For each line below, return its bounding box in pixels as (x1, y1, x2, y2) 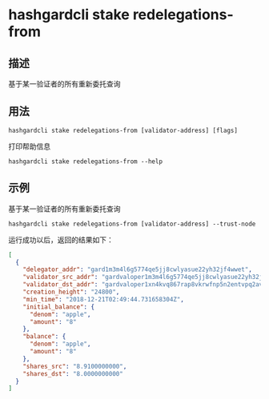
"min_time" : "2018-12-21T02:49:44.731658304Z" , (22, 295, 184, 303)
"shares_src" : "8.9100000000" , (22, 362, 127, 370)
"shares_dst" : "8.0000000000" (22, 369, 124, 377)
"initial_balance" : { (22, 302, 94, 311)
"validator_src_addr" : (22, 273, 98, 281)
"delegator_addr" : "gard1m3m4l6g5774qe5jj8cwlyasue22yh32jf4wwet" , (22, 265, 252, 273)
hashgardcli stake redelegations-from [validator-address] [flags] (8, 126, 239, 134)
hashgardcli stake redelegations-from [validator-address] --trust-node (8, 220, 256, 228)
